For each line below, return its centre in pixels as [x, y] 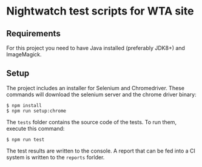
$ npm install [24, 105]
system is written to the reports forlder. [56, 157]
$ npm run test [25, 139]
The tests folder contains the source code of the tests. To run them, [92, 122]
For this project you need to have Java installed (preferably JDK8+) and [96, 48]
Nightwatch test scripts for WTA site [100, 11]
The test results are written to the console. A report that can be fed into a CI [101, 151]
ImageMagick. [24, 54]
